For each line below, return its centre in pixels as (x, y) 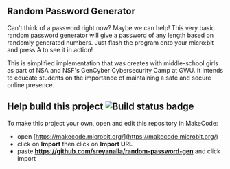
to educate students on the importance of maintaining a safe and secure (109, 78)
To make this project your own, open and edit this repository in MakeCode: (113, 123)
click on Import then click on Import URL (75, 144)
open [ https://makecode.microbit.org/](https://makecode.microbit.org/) (117, 136)
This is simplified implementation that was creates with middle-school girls (113, 63)
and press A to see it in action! (50, 49)
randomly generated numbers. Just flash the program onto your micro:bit (111, 42)
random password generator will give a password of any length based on (111, 35)
